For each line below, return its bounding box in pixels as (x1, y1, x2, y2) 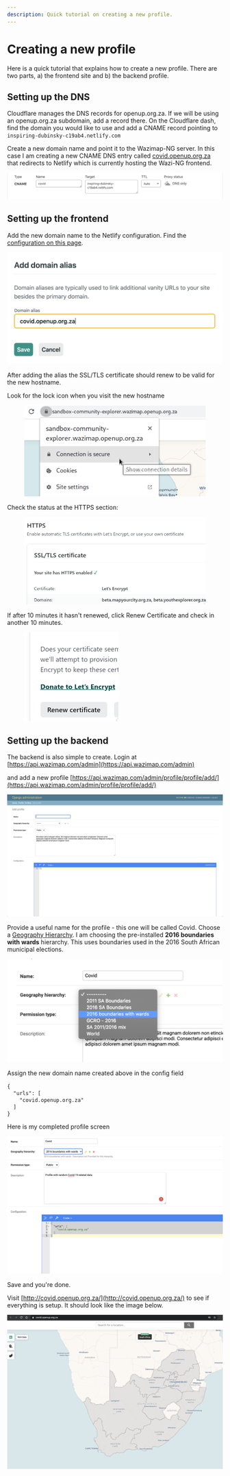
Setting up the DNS (7, 91, 90, 103)
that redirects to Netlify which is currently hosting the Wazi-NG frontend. (7, 159, 212, 167)
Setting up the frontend (7, 213, 109, 225)
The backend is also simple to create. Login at (7, 753, 137, 761)
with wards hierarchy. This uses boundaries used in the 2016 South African (7, 937, 220, 946)
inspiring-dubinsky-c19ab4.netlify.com (7, 132, 121, 140)
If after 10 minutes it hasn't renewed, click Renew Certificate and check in (7, 611, 214, 619)
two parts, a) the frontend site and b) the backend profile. (7, 71, 169, 79)
